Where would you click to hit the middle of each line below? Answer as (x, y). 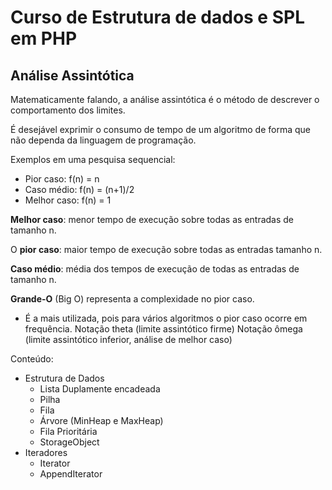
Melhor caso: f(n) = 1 (68, 200)
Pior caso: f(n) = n (62, 179)
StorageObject (69, 442)
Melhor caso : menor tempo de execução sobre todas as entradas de (152, 219)
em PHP (44, 38)
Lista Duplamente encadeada (100, 389)
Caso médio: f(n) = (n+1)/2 (79, 189)
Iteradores (46, 452)
